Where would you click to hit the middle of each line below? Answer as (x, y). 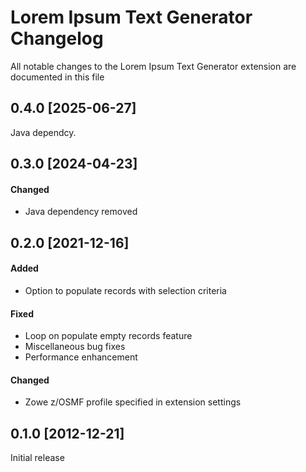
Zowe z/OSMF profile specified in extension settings (133, 402)
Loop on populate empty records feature (108, 336)
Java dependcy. (43, 132)
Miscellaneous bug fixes (75, 347)
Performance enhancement (81, 357)
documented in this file (57, 77)
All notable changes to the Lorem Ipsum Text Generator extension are (153, 66)
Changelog (57, 38)
